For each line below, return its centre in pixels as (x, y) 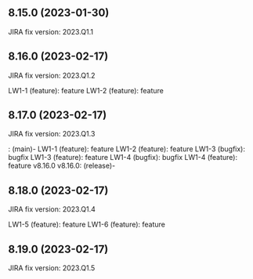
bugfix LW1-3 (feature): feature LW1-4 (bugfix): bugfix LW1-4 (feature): (123, 158)
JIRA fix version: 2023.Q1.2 (52, 75)
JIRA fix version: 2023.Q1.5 (52, 268)
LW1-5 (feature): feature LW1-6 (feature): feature (87, 225)
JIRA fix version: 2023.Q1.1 (51, 31)
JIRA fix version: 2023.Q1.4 (52, 209)
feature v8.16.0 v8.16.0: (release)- (62, 166)
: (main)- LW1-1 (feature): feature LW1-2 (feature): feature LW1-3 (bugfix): (127, 149)
